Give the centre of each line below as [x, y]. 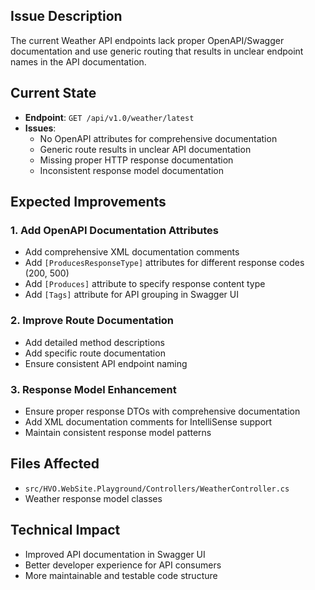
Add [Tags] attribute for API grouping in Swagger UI [131, 295]
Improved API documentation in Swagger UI [115, 554]
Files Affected [55, 464]
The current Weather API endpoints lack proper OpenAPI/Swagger [147, 40]
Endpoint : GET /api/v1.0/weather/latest [109, 117]
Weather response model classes [93, 498]
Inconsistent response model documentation [131, 170]
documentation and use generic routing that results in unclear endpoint [157, 51]
